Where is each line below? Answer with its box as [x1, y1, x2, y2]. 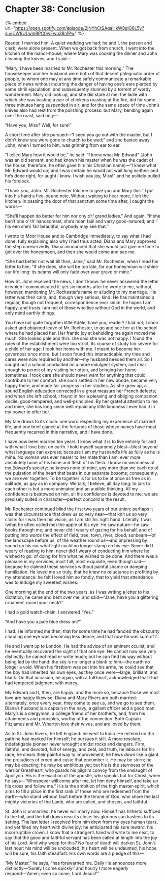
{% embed [5, 20, 27, 26]
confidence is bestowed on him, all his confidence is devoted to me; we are [5, 491, 159, 497]
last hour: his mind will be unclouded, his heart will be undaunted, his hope [5, 845, 157, 851]
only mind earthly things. [5, 310, 56, 316]
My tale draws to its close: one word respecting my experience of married [5, 418, 155, 424]
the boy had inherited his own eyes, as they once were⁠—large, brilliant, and [5, 669, 158, 675]
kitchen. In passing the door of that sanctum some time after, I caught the [5, 198, 154, 204]
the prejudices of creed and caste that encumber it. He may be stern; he [5, 756, 152, 762]
